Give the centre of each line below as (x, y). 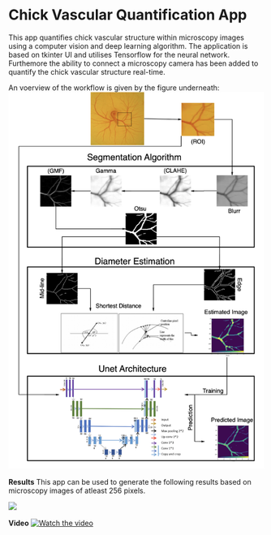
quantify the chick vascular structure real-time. (87, 71)
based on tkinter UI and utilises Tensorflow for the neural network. (119, 54)
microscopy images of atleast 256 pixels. (77, 490)
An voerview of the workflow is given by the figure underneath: (114, 88)
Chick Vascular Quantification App (128, 15)
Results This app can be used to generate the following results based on (130, 481)
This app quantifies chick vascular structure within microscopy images (127, 37)
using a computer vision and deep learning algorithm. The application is (128, 45)
